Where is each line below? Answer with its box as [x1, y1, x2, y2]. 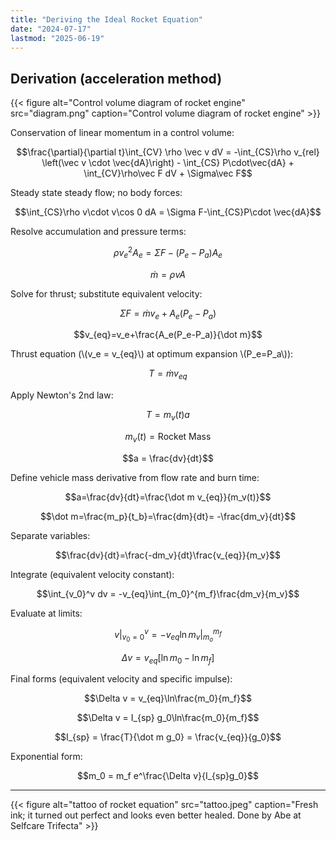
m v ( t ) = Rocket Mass [124, 431, 212, 445]
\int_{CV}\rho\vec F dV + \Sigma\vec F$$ [83, 167, 253, 180]
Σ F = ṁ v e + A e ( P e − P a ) [119, 307, 217, 321]
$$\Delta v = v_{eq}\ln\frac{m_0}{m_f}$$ [84, 692, 252, 705]
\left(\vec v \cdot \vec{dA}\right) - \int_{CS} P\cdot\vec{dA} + [41, 157, 295, 169]
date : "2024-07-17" [10, 24, 92, 34]
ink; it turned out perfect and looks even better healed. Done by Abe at [10, 809, 302, 821]
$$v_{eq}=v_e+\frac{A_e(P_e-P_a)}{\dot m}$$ [73, 329, 263, 341]
